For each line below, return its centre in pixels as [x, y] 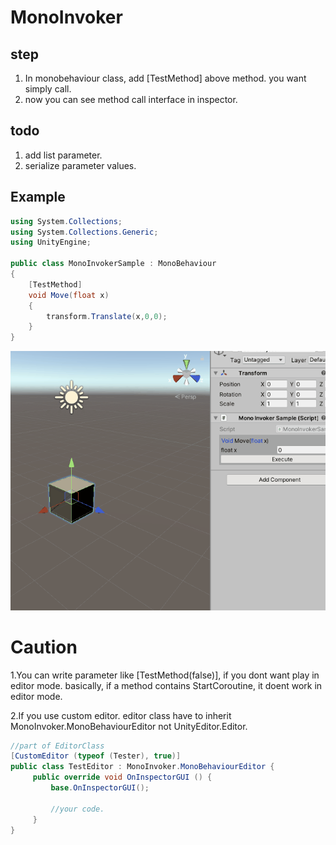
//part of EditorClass [57, 746]
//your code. [77, 809]
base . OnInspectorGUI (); [100, 788]
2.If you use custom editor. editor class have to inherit [121, 715]
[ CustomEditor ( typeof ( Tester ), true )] [96, 756]
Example [38, 197]
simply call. [48, 89]
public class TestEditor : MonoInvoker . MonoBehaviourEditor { [142, 767]
